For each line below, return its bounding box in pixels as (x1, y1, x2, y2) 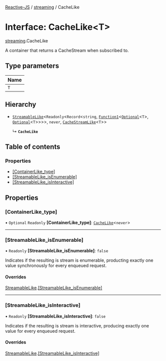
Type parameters (5, 62, 59, 70)
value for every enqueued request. (5, 328, 76, 334)
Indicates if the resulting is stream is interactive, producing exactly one (5, 322, 149, 328)
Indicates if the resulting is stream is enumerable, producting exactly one (5, 257, 154, 264)
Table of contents (5, 142, 60, 151)
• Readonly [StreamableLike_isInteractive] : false (5, 313, 106, 319)
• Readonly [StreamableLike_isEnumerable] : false (5, 248, 109, 254)
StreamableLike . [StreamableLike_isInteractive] (5, 350, 100, 356)
